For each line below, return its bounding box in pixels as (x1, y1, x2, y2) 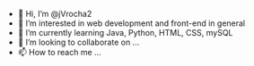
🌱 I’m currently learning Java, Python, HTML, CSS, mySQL (17, 28, 233, 37)
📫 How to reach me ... (17, 47, 101, 57)
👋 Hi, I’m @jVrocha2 (17, 9, 92, 19)
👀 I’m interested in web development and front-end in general (17, 18, 245, 29)
